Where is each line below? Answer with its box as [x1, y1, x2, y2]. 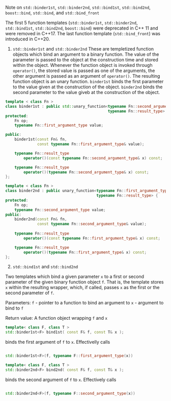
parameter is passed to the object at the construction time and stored [12, 57, 159, 63]
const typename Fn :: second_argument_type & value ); [37, 222, 147, 227]
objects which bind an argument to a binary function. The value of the [12, 51, 159, 57]
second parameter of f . [5, 290, 54, 296]
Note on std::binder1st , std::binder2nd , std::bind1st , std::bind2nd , [5, 5, 151, 10]
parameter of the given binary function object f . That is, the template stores [5, 279, 164, 285]
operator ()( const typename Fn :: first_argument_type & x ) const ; [23, 235, 160, 241]
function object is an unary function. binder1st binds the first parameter [12, 79, 164, 84]
